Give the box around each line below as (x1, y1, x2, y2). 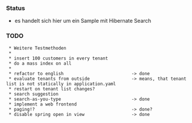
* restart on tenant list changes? (8, 86, 95, 92)
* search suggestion (8, 91, 59, 97)
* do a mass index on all (8, 60, 72, 66)
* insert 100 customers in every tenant (8, 55, 109, 61)
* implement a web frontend (8, 101, 77, 107)
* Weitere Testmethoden (8, 45, 67, 51)
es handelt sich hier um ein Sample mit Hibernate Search (14, 17, 152, 24)
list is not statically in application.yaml (6, 80, 116, 87)
